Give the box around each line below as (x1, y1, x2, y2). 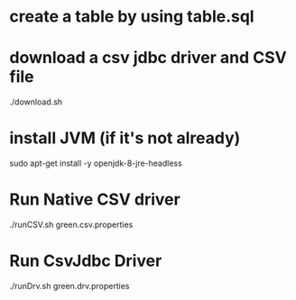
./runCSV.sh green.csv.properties (9, 219, 134, 230)
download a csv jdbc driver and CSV (9, 48, 287, 68)
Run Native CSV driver (9, 189, 180, 210)
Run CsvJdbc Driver (9, 250, 162, 271)
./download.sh (9, 96, 63, 107)
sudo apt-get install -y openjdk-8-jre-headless (9, 158, 182, 168)
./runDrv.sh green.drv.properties (9, 280, 130, 291)
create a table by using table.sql (9, 6, 254, 27)
